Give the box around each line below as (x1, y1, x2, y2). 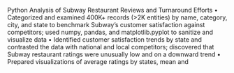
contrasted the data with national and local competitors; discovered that (7, 43, 214, 51)
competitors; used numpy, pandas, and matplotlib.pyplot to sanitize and (7, 28, 214, 36)
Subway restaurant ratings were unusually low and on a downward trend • (7, 50, 221, 58)
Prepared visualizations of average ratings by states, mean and (7, 58, 189, 65)
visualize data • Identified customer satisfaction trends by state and (7, 35, 203, 44)
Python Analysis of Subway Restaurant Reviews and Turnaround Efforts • (7, 6, 218, 14)
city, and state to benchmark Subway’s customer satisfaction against (7, 21, 205, 29)
